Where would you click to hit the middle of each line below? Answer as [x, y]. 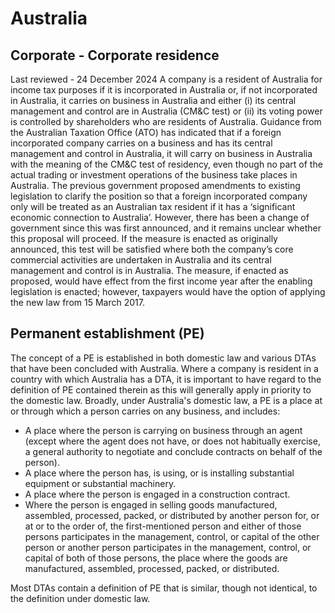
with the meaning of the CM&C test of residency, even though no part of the [166, 164]
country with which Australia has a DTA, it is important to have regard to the [166, 379]
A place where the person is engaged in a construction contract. [157, 494]
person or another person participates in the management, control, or [168, 547]
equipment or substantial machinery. [100, 483]
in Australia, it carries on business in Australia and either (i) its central [153, 100]
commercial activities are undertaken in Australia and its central [141, 260]
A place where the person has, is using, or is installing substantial [159, 473]
